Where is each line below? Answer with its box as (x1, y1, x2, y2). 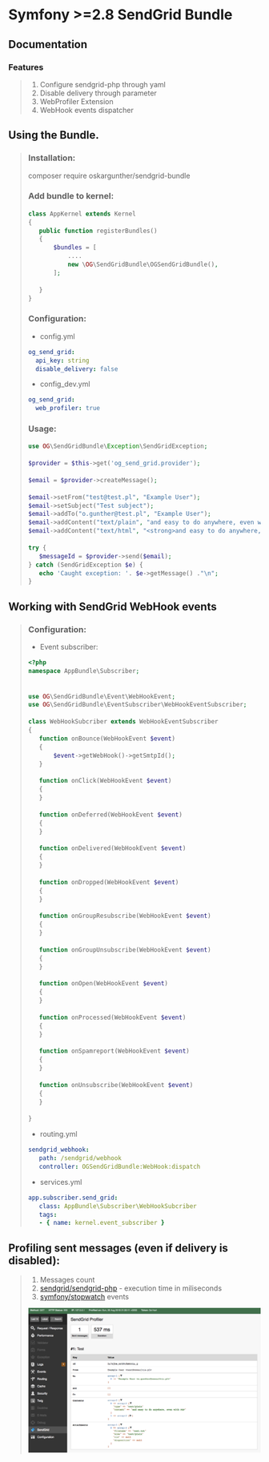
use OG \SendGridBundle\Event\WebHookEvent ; (27, 692, 176, 700)
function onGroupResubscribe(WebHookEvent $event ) (38, 912, 211, 920)
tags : (38, 1210, 58, 1218)
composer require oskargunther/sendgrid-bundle (27, 171, 191, 180)
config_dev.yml (39, 379, 90, 389)
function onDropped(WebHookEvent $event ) (38, 878, 179, 886)
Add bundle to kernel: (27, 191, 114, 202)
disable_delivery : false (35, 364, 118, 373)
